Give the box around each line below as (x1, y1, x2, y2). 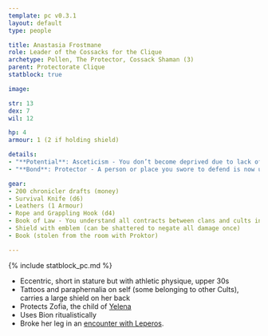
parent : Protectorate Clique (8, 63, 105, 72)
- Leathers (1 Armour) (8, 202, 84, 210)
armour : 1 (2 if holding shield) (8, 136, 120, 144)
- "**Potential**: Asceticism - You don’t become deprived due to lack (8, 158, 251, 166)
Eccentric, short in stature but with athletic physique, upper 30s (19, 276, 230, 286)
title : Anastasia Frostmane (8, 41, 102, 49)
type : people (8, 26, 52, 34)
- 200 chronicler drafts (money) (8, 187, 120, 196)
